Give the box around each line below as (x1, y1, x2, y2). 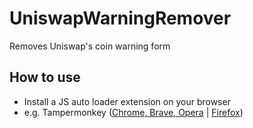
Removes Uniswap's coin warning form (9, 40, 171, 52)
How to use (9, 69, 81, 86)
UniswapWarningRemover (9, 7, 232, 30)
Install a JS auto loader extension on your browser (23, 95, 231, 107)
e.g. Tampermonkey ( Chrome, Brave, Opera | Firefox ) (23, 106, 244, 118)
